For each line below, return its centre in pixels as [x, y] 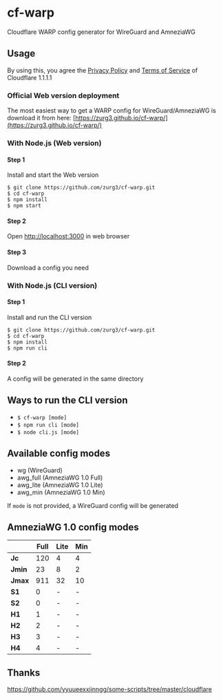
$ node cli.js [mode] [48, 432]
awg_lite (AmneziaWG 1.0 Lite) [60, 484]
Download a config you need [48, 267]
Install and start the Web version [53, 175]
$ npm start [24, 206]
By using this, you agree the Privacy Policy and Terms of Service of [103, 70]
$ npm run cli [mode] [48, 425]
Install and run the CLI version [50, 317]
